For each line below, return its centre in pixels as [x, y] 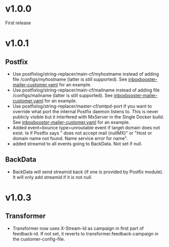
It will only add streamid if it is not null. [52, 177]
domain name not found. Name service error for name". [70, 138]
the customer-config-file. [39, 239]
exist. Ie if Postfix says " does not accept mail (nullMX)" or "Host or [82, 133]
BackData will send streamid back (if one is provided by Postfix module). [88, 172]
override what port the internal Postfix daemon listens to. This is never [86, 111]
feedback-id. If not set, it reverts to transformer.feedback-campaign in [86, 233]
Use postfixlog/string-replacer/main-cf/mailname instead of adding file [86, 90]
